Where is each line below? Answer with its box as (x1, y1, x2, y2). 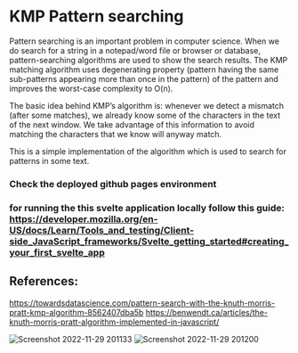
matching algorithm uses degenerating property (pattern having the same (9, 64, 279, 75)
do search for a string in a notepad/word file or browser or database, (9, 45, 261, 55)
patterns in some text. (9, 155, 90, 166)
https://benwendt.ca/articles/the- (145, 307, 269, 317)
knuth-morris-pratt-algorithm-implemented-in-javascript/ (9, 316, 220, 327)
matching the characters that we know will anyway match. (9, 128, 222, 139)
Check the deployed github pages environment (9, 177, 217, 190)
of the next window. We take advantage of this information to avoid (9, 119, 255, 130)
